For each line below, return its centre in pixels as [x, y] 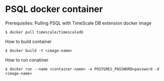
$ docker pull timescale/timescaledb [44, 32]
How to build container [29, 41]
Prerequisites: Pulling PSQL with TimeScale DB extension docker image [79, 23]
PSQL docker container [54, 9]
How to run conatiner [27, 60]
